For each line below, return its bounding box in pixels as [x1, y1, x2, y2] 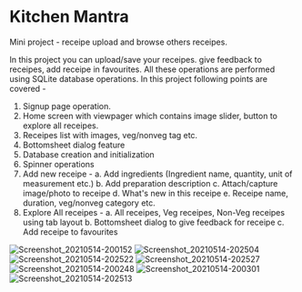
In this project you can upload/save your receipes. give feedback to [9, 54, 262, 65]
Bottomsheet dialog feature [22, 139, 126, 150]
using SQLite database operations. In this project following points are [9, 73, 268, 84]
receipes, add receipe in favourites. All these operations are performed [9, 64, 276, 75]
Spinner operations [22, 158, 95, 169]
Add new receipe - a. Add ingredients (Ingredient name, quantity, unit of [22, 168, 293, 179]
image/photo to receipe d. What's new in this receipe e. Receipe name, [22, 187, 288, 198]
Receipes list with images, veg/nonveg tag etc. [22, 129, 198, 140]
